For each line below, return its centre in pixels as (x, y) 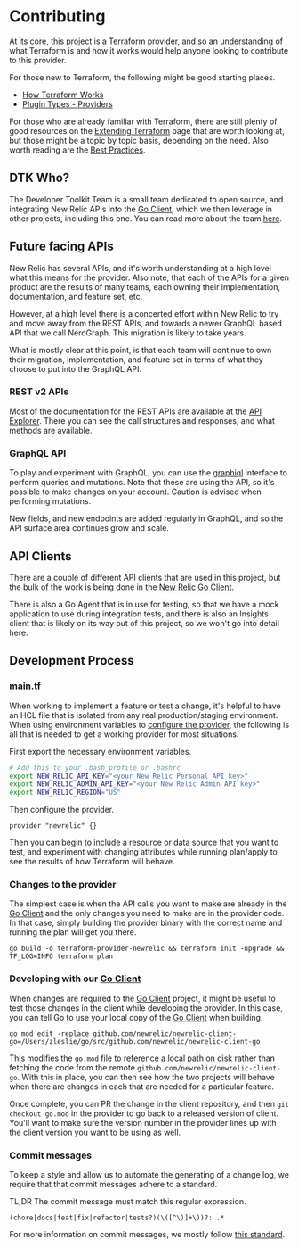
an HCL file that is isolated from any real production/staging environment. (144, 715)
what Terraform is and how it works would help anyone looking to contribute (149, 50)
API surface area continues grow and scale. (89, 528)
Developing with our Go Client (75, 979)
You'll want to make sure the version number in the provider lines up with (143, 1122)
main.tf (25, 686)
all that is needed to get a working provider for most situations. (124, 734)
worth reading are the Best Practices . (77, 150)
